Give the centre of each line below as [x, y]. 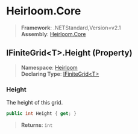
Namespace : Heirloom [49, 67]
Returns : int [37, 125]
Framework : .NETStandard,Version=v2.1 [71, 28]
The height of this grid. [35, 103]
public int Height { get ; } [42, 114]
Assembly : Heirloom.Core [53, 34]
